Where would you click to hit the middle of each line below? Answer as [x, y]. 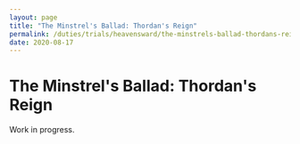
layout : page [33, 17]
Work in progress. [42, 130]
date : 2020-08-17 [42, 42]
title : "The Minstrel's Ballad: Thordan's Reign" [104, 26]
